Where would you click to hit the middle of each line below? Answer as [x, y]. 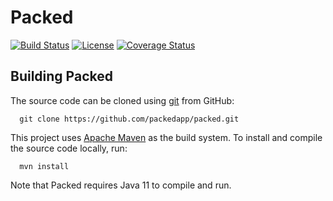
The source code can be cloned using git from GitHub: [122, 100]
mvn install [44, 166]
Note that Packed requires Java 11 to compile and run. [121, 185]
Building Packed [61, 76]
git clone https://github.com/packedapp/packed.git [129, 119]
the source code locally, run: [69, 148]
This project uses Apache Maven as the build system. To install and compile [166, 137]
